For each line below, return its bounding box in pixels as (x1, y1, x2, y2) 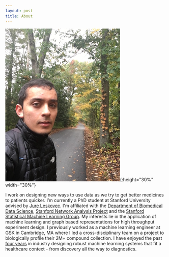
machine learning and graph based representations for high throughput (5, 219, 155, 225)
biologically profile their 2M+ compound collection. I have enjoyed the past (5, 235, 162, 241)
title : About (5, 13, 33, 19)
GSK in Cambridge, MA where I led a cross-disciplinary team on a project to (5, 230, 164, 236)
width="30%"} (5, 182, 36, 188)
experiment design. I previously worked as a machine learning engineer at (5, 224, 160, 230)
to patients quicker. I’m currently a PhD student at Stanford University (5, 197, 151, 203)
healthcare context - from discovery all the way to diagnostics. (5, 246, 137, 252)
